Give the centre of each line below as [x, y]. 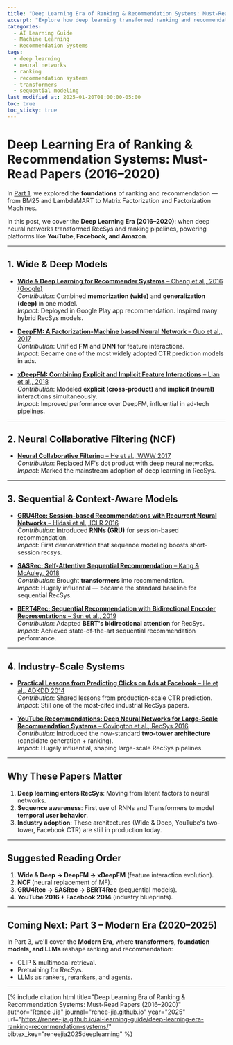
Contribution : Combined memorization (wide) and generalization [111, 296]
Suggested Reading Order [64, 858]
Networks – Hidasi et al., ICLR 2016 [68, 523]
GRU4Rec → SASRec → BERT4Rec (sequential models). [97, 889]
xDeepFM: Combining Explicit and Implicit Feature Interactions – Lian [119, 374]
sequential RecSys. [45, 595]
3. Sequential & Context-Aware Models [93, 499]
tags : [15, 53]
